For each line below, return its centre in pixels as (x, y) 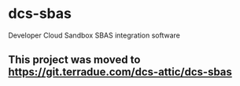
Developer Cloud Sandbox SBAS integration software (94, 35)
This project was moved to (74, 60)
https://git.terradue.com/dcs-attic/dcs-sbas (120, 72)
